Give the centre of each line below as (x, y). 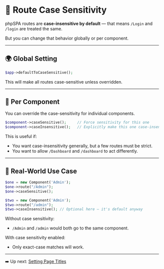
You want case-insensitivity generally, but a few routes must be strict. (82, 146)
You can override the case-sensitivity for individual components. (70, 113)
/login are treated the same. (34, 28)
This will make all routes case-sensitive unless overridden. (64, 82)
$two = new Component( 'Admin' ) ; (38, 200)
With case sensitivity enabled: (35, 238)
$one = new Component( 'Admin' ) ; (38, 182)
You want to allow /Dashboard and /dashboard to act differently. (75, 151)
